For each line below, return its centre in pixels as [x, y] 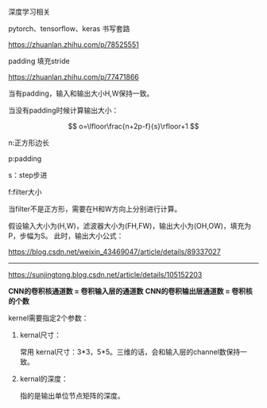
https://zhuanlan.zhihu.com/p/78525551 [74, 45]
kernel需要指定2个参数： [48, 318]
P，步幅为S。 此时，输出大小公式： [66, 236]
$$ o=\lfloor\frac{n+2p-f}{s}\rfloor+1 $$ [133, 126]
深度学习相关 [29, 12]
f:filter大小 [25, 192]
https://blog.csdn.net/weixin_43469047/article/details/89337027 [114, 252]
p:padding [25, 159]
